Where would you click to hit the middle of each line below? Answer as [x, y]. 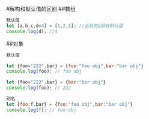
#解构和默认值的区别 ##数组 [41, 9]
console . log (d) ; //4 [32, 31]
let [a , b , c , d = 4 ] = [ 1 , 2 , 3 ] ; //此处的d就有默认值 [65, 26]
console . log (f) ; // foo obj [41, 110]
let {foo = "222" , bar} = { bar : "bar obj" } [56, 82]
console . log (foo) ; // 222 [38, 88]
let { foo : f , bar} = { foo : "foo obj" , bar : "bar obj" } [70, 104]
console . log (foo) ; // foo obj [44, 72]
